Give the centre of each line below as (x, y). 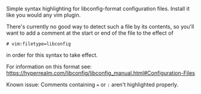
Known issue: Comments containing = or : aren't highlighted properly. (92, 84)
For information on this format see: (49, 66)
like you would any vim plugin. (43, 15)
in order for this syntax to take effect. (52, 55)
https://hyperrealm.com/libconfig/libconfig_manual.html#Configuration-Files (101, 73)
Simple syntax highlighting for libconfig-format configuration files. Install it (98, 9)
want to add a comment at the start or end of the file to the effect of (90, 33)
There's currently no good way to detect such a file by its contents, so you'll (100, 27)
